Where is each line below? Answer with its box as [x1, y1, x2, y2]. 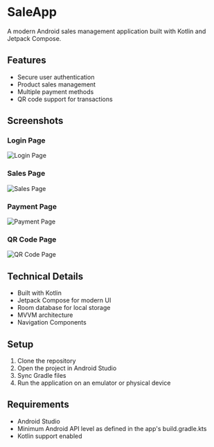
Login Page [7, 136, 46, 145]
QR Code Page [7, 235, 57, 244]
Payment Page [7, 201, 57, 211]
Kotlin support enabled [17, 432, 82, 440]
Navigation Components [17, 318, 87, 327]
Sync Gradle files [17, 371, 67, 379]
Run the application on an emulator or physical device [17, 378, 171, 387]
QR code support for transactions [17, 95, 113, 103]
